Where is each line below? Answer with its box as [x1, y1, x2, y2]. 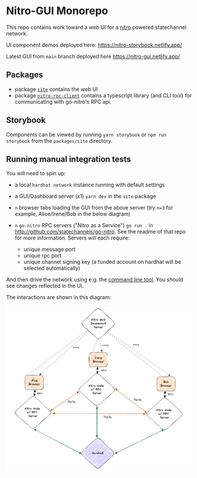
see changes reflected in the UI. [6, 282, 84, 290]
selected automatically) [23, 264, 81, 272]
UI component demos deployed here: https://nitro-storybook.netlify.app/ [6, 41, 183, 48]
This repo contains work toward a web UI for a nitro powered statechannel [6, 24, 187, 31]
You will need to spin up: [6, 170, 66, 177]
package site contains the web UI [14, 86, 98, 93]
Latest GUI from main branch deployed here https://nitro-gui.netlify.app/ [6, 53, 180, 60]
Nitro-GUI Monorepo [6, 4, 109, 18]
